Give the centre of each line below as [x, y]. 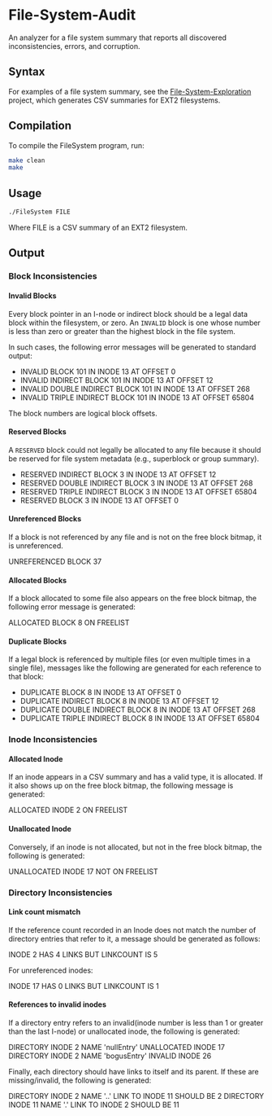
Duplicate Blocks [38, 641]
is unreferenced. [36, 545]
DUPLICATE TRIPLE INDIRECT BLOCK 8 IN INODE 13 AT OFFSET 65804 [140, 718]
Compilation [40, 126]
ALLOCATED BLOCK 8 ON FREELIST [69, 623]
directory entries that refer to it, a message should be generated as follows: [134, 938]
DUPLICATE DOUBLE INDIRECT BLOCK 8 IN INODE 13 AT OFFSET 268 [138, 710]
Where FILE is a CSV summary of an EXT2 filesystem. [98, 227]
